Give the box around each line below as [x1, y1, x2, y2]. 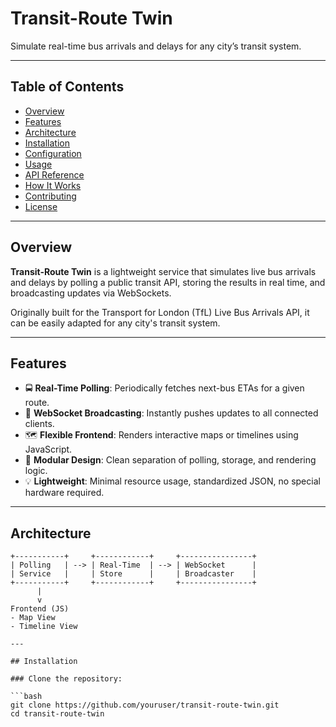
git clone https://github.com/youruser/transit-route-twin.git [10, 700, 280, 711]
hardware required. [24, 487, 105, 499]
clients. [24, 418, 55, 430]
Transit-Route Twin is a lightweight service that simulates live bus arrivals [10, 265, 317, 277]
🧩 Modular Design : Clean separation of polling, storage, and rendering [24, 454, 317, 466]
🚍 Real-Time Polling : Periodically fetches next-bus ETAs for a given [24, 382, 305, 394]
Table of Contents [10, 78, 125, 96]
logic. [24, 465, 48, 477]
